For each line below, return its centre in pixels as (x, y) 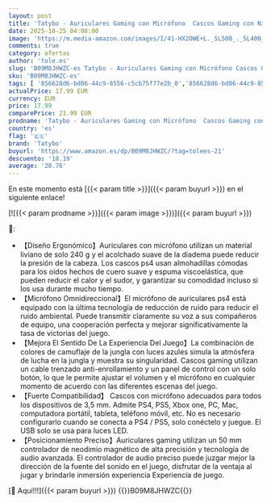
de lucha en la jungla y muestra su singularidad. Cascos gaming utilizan (139, 361)
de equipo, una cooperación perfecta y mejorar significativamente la (134, 325)
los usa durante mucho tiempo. (71, 289)
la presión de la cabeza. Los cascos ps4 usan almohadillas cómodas (134, 263)
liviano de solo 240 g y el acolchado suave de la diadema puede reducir (140, 254)
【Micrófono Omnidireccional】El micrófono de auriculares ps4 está (133, 299)
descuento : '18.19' (41, 158)
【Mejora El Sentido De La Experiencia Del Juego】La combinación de (137, 343)
